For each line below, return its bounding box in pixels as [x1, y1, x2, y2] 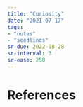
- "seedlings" [7, 37, 49, 44]
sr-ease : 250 [7, 57, 46, 64]
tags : [7, 23, 23, 30]
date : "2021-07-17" [7, 17, 65, 24]
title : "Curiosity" [7, 10, 65, 18]
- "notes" [7, 30, 37, 38]
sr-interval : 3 [7, 50, 52, 57]
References [7, 86, 76, 103]
